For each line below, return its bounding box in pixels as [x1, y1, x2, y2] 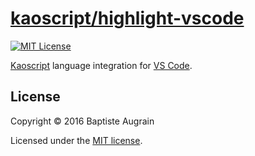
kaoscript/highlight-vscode [10, 7, 245, 30]
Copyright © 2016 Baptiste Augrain [10, 115, 155, 127]
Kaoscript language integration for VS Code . [10, 59, 193, 71]
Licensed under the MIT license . [10, 134, 143, 146]
